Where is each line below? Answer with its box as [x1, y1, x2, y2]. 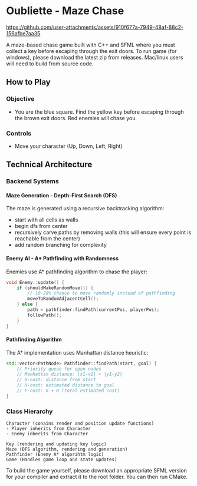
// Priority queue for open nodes [17, 366, 101, 372]
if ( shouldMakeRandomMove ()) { [17, 285, 94, 291]
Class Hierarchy [6, 407, 53, 415]
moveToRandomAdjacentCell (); [27, 296, 99, 302]
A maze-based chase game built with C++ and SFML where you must [6, 41, 175, 48]
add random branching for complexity [14, 242, 107, 249]
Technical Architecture [6, 160, 93, 170]
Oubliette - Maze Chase [6, 4, 124, 18]
